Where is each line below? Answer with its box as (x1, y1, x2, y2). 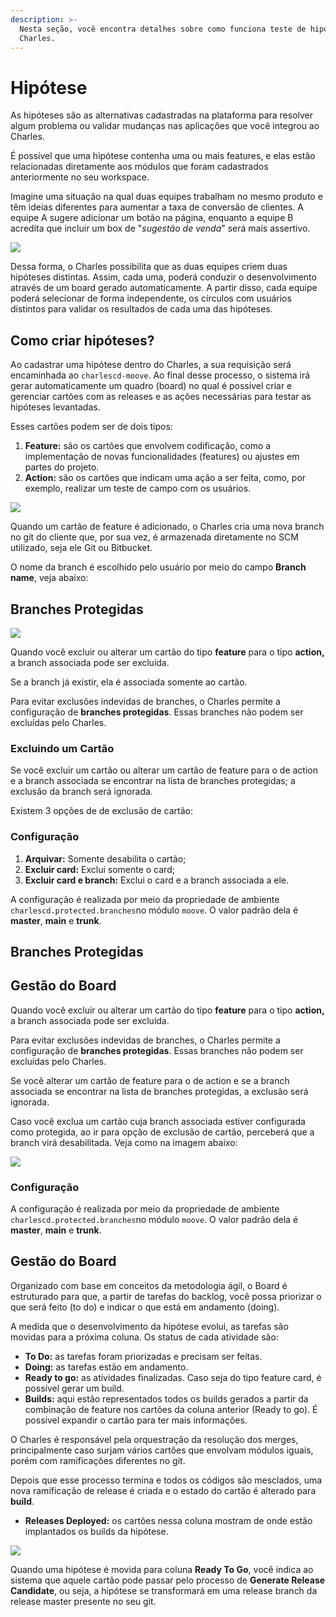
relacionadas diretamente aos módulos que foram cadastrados (10, 161, 269, 173)
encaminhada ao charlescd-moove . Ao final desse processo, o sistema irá (10, 369, 311, 381)
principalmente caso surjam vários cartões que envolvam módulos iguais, (10, 1444, 314, 1456)
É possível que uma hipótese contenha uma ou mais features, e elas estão (10, 150, 316, 162)
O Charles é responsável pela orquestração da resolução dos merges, (10, 1433, 299, 1445)
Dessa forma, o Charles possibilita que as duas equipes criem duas (10, 261, 288, 273)
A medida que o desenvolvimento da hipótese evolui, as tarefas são (10, 1320, 289, 1332)
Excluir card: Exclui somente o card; (24, 863, 175, 875)
